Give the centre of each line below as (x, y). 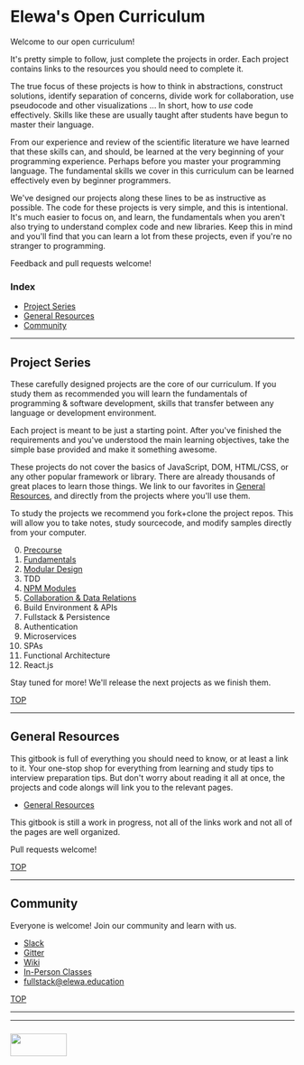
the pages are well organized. (65, 831)
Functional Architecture (67, 655)
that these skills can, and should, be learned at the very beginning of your (147, 152)
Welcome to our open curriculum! (73, 42)
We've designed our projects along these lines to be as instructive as (138, 198)
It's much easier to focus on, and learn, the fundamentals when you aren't (147, 217)
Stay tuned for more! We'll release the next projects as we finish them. (141, 682)
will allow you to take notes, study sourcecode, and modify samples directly (151, 523)
